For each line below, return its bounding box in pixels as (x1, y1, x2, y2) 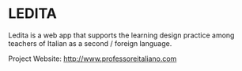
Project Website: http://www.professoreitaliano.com (8, 54, 177, 63)
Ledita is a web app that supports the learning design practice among (8, 30, 235, 40)
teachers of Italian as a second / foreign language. (8, 38, 172, 48)
